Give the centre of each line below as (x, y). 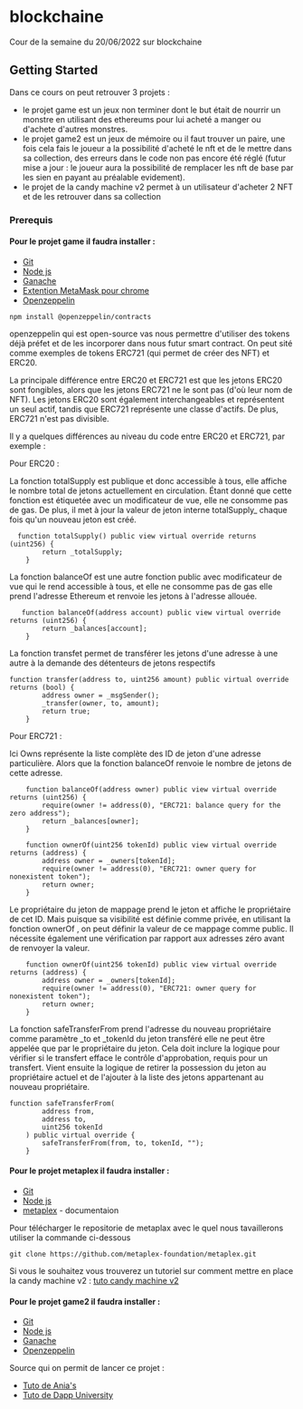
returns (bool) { (42, 687)
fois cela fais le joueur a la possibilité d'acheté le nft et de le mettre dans (157, 148)
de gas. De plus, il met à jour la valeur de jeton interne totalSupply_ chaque (148, 510)
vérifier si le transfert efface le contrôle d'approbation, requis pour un (139, 1057)
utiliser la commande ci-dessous (70, 1238)
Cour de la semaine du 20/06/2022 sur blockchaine (106, 42)
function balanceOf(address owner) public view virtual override (151, 789)
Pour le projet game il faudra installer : (82, 241)
